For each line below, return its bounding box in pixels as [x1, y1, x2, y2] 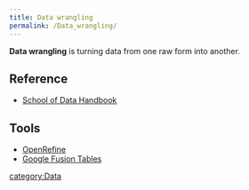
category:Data [9, 170, 62, 182]
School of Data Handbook [21, 95, 117, 106]
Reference [9, 71, 68, 86]
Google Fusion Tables [21, 154, 102, 164]
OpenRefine [21, 144, 67, 155]
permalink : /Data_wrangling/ [9, 21, 117, 30]
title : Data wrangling [9, 12, 93, 22]
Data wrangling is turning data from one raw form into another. [9, 45, 240, 56]
